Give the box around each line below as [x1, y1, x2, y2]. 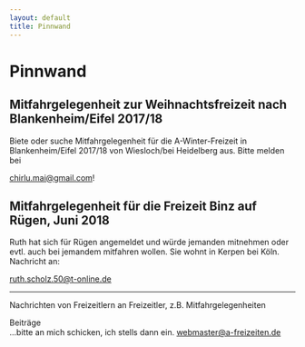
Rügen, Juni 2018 [9, 213, 111, 228]
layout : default [9, 13, 71, 23]
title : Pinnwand [9, 22, 71, 31]
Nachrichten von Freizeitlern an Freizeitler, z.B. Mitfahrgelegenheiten [9, 300, 266, 311]
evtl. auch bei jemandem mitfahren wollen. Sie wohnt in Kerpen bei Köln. [9, 246, 280, 257]
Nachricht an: [9, 256, 61, 267]
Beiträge [9, 317, 42, 328]
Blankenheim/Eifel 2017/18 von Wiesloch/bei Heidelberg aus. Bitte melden [9, 144, 285, 155]
